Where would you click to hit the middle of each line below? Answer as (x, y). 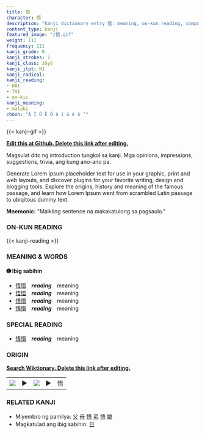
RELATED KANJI (31, 402)
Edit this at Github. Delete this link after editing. (67, 144)
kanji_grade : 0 (26, 52)
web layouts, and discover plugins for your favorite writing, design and (95, 180)
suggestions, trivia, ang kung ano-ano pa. (59, 162)
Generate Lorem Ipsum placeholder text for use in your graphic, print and (98, 174)
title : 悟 (18, 12)
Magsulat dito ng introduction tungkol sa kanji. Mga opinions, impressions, (100, 155)
